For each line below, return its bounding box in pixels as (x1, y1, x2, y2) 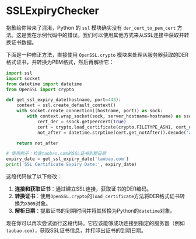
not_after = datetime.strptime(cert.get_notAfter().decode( (37, 130, 187, 136)
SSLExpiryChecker (6, 4, 99, 18)
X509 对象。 (24, 200, 51, 207)
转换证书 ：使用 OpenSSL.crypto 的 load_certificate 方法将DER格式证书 (14, 193, 180, 200)
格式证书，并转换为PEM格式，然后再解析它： (6, 58, 115, 65)
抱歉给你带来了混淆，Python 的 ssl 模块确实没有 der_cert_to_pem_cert (6, 24, 176, 31)
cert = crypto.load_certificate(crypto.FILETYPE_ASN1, (37, 124, 174, 130)
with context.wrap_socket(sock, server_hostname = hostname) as (27, 113, 181, 119)
